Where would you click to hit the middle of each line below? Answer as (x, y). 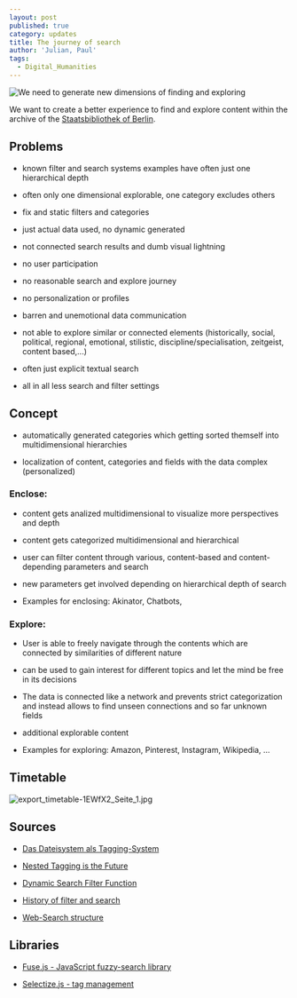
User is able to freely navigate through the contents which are (135, 644)
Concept (34, 414)
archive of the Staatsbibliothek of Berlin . (82, 119)
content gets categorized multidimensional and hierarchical (130, 540)
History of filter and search (71, 900)
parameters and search (106, 566)
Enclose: (28, 494)
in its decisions (49, 679)
